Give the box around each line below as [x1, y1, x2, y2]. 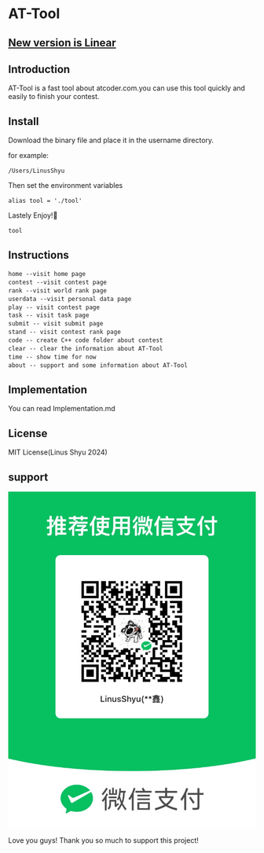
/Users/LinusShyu [8, 167, 65, 175]
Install [8, 115, 39, 128]
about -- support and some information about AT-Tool [8, 361, 189, 370]
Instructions [8, 248, 69, 262]
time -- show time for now [8, 353, 97, 361]
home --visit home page [8, 270, 86, 278]
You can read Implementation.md [8, 404, 115, 414]
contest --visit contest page [8, 278, 108, 286]
